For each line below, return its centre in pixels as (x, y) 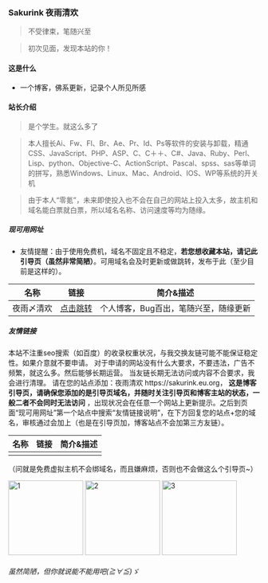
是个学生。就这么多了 (63, 126)
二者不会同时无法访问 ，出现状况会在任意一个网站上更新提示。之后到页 (131, 402)
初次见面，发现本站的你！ (70, 49)
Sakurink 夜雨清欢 (43, 12)
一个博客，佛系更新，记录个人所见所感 (83, 87)
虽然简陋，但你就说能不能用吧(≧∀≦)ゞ (74, 572)
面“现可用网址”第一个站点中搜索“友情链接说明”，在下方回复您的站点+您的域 (132, 413)
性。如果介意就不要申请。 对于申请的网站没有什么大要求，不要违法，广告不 (132, 362)
